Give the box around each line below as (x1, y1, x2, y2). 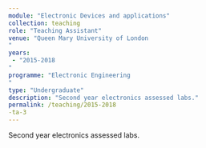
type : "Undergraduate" (8, 86, 84, 94)
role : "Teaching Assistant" (8, 26, 103, 34)
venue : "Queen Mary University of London (8, 34, 149, 42)
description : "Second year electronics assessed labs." (8, 94, 199, 102)
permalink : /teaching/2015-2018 (8, 101, 116, 109)
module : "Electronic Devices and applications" (8, 11, 171, 20)
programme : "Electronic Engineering (8, 71, 131, 79)
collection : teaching (8, 19, 81, 27)
